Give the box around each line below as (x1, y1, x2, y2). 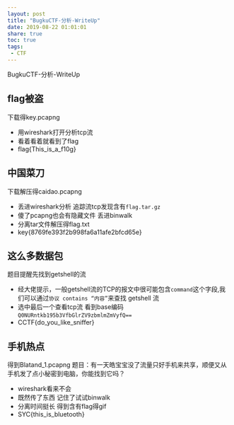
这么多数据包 (7, 250, 64, 262)
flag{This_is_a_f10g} (17, 144, 76, 153)
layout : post (7, 10, 46, 18)
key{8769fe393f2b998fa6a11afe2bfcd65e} (17, 228, 143, 236)
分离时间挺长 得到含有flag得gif (17, 402, 107, 411)
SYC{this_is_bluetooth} (17, 410, 85, 419)
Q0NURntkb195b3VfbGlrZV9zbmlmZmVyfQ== (17, 312, 132, 319)
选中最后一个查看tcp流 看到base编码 (17, 303, 124, 311)
